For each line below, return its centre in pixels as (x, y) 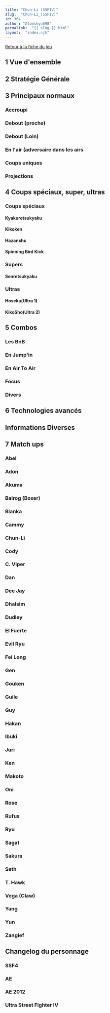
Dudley (14, 617)
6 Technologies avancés (43, 411)
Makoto (14, 776)
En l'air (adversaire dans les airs (44, 150)
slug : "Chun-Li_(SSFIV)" (32, 14)
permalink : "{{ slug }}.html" (37, 28)
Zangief (15, 935)
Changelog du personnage (47, 951)
